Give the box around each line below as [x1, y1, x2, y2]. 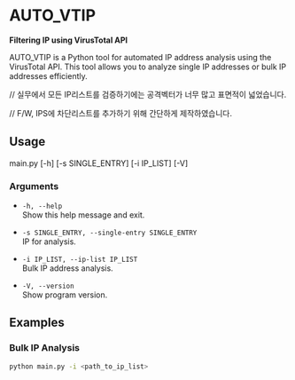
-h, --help [21, 202, 63, 211]
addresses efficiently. [9, 70, 88, 81]
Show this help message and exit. [21, 210, 145, 220]
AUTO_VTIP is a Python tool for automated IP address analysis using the [9, 51, 272, 62]
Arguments [9, 179, 59, 192]
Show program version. [21, 289, 108, 300]
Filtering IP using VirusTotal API [9, 35, 128, 45]
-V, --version [21, 281, 74, 291]
